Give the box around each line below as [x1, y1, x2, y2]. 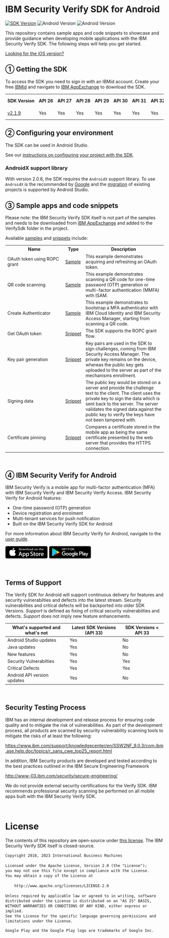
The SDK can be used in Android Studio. [5, 142, 89, 148]
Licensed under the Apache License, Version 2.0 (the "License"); [5, 863, 147, 868]
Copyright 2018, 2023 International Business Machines [5, 853, 123, 858]
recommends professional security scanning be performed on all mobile [5, 788, 155, 794]
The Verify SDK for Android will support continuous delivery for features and [5, 592, 163, 598]
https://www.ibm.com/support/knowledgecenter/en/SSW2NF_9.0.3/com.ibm [5, 742, 164, 748]
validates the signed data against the [85, 406, 162, 412]
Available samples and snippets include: [5, 235, 88, 241]
